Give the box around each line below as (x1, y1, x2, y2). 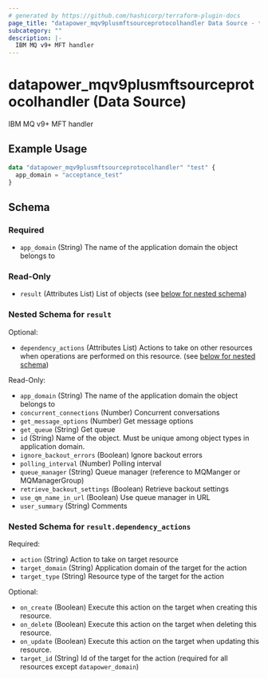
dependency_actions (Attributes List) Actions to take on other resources (19, 343, 253, 352)
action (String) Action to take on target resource (19, 554, 179, 564)
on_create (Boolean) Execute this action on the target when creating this (19, 602, 258, 612)
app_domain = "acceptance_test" (15, 171, 124, 179)
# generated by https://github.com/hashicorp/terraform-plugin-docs (8, 11, 241, 20)
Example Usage (8, 142, 88, 156)
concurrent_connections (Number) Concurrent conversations (19, 407, 220, 417)
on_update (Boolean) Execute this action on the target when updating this (19, 637, 259, 646)
